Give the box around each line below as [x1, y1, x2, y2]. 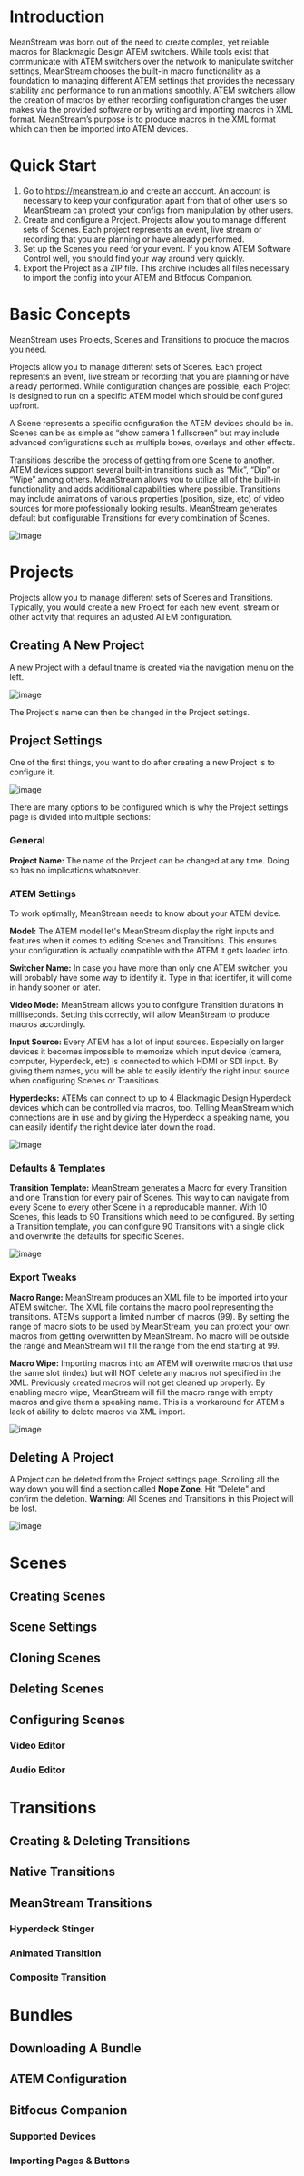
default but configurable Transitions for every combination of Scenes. [9, 512, 270, 524]
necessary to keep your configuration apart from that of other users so [22, 195, 288, 205]
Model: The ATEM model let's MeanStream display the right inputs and [9, 925, 275, 936]
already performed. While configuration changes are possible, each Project [9, 380, 291, 392]
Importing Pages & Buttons [9, 2154, 130, 2167]
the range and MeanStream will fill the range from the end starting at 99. [9, 1340, 279, 1351]
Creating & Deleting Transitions [9, 1833, 191, 1849]
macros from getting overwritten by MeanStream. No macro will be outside [9, 1330, 289, 1342]
